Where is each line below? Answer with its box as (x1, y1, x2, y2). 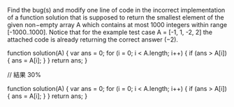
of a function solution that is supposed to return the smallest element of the (7, 13, 225, 22)
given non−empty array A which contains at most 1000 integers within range (7, 21, 228, 28)
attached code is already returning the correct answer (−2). (7, 35, 178, 44)
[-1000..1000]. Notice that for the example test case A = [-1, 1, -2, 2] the (7, 28, 213, 36)
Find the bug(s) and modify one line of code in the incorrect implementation (7, 6, 226, 14)
